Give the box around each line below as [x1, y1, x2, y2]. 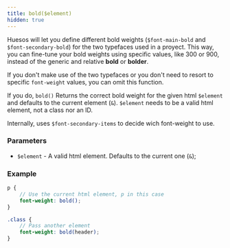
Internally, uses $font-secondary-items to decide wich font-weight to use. [7, 119, 215, 127]
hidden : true [7, 16, 45, 23]
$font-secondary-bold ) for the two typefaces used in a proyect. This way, [7, 43, 214, 51]
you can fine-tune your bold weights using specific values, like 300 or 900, [7, 49, 220, 58]
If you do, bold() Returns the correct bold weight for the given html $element [7, 91, 223, 100]
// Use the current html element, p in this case [19, 190, 165, 198]
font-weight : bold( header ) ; [19, 229, 100, 236]
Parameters [7, 136, 47, 146]
